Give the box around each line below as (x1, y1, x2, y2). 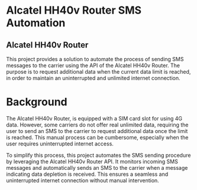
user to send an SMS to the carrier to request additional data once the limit (6, 127, 188, 134)
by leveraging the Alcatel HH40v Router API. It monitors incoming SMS (6, 158, 179, 165)
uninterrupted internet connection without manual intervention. (6, 176, 160, 184)
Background (6, 96, 67, 109)
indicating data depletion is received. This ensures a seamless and (6, 170, 169, 178)
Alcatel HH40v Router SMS (6, 4, 142, 17)
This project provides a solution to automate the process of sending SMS (6, 56, 184, 62)
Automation (6, 16, 66, 30)
